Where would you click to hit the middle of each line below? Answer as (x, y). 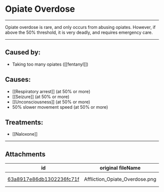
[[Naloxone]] (25, 134)
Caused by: (23, 52)
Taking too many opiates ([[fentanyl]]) (50, 64)
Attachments (25, 154)
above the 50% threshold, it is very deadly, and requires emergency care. (79, 32)
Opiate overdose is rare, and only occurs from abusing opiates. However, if (80, 27)
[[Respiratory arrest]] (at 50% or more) (51, 91)
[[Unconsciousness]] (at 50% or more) (51, 102)
